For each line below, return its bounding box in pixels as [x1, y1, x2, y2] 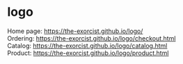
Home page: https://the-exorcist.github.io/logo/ [7, 27, 143, 35]
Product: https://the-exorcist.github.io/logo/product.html [7, 49, 169, 57]
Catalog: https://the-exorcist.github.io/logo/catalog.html [7, 41, 168, 50]
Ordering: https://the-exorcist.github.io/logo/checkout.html [7, 34, 176, 42]
